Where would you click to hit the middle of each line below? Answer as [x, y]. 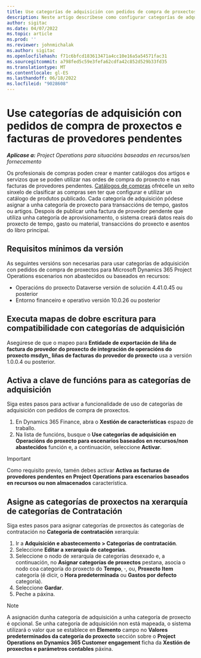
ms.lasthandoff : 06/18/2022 [42, 78]
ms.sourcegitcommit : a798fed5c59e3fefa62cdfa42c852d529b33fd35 [87, 61]
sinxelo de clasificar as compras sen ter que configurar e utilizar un [89, 192]
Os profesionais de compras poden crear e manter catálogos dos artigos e [98, 173]
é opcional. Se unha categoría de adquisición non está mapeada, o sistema [99, 623]
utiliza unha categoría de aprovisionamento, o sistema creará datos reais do [100, 217]
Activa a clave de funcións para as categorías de [99, 380]
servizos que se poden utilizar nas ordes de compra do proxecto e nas [94, 179]
